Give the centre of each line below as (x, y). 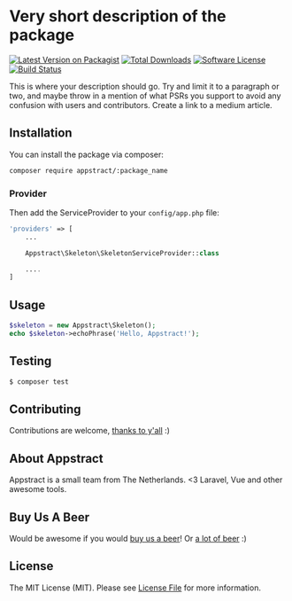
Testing (31, 361)
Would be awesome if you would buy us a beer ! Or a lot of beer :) (128, 538)
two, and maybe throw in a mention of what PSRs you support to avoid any (145, 96)
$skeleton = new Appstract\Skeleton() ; (83, 325)
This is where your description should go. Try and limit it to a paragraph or (145, 86)
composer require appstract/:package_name (88, 170)
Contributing (45, 409)
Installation (41, 133)
